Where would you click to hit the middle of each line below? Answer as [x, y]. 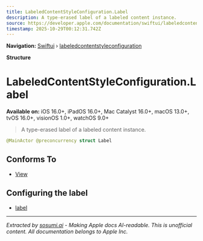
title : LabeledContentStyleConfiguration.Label [67, 12]
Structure [19, 57]
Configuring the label [47, 193]
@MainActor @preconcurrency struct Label [59, 141]
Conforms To [31, 160]
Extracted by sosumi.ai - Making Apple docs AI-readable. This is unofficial [99, 225]
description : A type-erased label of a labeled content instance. [92, 18]
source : [16, 23]
